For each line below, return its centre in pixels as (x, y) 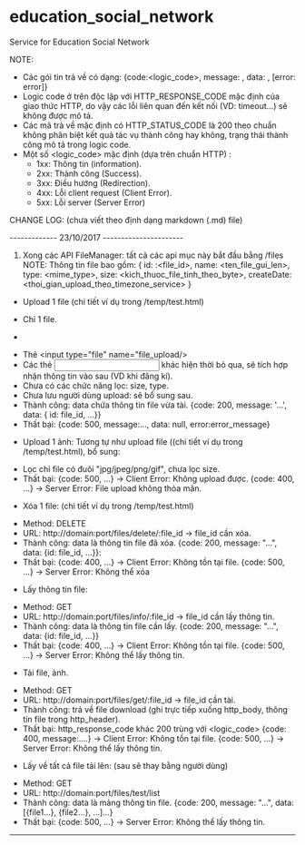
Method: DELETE (54, 523)
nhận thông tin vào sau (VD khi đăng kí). (98, 376)
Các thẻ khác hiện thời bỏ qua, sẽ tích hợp (155, 364)
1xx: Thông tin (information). (89, 163)
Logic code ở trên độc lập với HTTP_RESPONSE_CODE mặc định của (151, 96)
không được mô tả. (58, 115)
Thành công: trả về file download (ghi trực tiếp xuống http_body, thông (155, 709)
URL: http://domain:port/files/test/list (91, 792)
